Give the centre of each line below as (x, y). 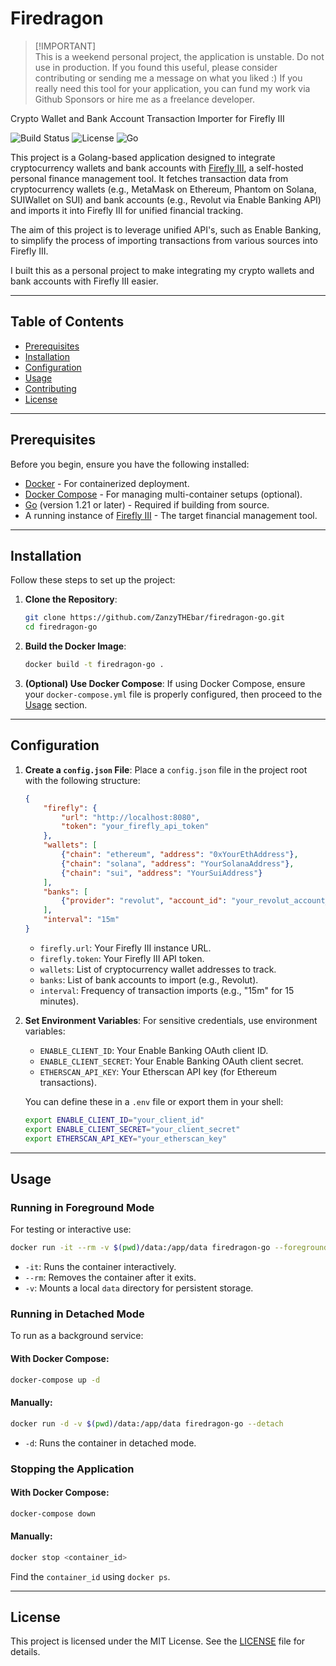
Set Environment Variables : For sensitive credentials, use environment (171, 1020)
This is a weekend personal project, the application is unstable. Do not (179, 56)
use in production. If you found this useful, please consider (156, 67)
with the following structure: (82, 780)
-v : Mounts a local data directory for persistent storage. (139, 1288)
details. (25, 1652)
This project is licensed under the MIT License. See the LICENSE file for (158, 1641)
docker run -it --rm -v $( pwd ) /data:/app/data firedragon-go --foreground (169, 1248)
